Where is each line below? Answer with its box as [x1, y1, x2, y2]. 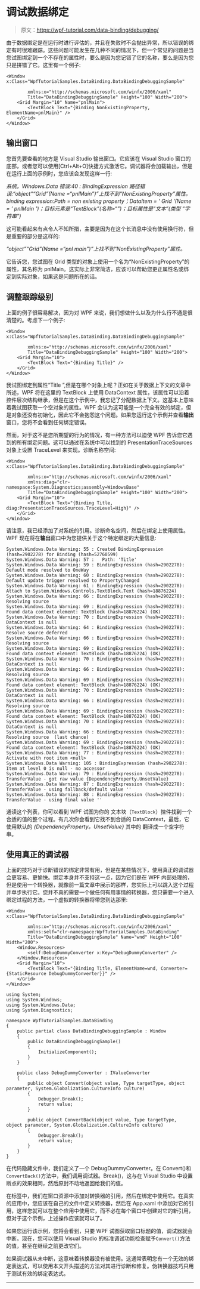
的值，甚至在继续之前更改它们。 [6, 1242, 85, 1250]
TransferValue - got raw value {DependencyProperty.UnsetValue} [6, 776, 169, 782]
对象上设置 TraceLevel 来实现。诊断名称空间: [6, 446, 116, 454]
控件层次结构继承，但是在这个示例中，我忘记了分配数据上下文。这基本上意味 [6, 396, 194, 403]
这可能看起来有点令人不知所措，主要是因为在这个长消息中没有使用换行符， [6, 225, 189, 232]
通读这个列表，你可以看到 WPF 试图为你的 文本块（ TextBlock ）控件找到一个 [6, 808, 192, 815]
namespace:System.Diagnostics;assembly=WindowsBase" [6, 484, 140, 490]
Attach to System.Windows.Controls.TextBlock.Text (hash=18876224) [6, 588, 177, 594]
